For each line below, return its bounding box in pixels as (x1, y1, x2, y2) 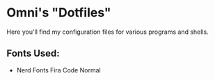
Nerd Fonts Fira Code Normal (16, 66, 102, 74)
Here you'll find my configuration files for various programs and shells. (6, 28, 209, 36)
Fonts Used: (6, 48, 60, 59)
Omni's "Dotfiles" (6, 5, 112, 21)
